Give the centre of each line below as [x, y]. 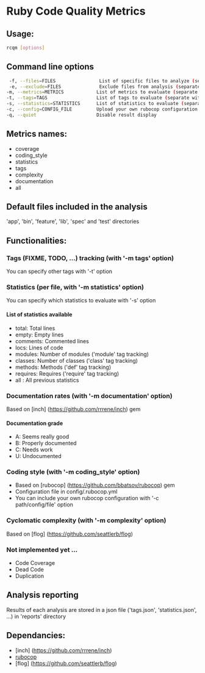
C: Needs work [34, 449]
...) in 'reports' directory [36, 616]
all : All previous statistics [47, 380]
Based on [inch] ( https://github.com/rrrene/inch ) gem [74, 409]
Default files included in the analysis [77, 207]
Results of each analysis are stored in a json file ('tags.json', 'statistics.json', [102, 609]
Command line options [50, 67]
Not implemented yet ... [42, 550]
